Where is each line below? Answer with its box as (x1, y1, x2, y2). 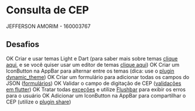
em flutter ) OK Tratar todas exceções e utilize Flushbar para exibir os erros (6, 85, 186, 93)
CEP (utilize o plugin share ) (6, 98, 71, 105)
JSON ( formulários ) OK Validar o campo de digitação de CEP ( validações (6, 80, 182, 87)
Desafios (6, 40, 40, 49)
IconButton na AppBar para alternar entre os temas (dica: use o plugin (6, 67, 175, 74)
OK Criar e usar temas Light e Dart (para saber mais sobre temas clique (6, 55, 178, 62)
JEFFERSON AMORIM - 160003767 (6, 23, 91, 30)
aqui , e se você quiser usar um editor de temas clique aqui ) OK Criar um (6, 61, 180, 68)
